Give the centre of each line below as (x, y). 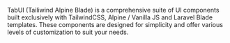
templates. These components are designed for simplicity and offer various (115, 25)
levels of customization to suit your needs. (68, 32)
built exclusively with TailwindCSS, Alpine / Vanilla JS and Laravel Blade (110, 17)
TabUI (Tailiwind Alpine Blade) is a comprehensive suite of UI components (113, 10)
